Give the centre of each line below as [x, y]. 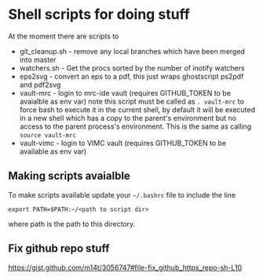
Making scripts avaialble [69, 176]
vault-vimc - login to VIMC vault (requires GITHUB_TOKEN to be [122, 143]
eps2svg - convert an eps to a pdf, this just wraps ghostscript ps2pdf [131, 76]
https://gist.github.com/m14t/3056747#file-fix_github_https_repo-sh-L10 [125, 267]
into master [38, 60]
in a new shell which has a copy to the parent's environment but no [128, 118]
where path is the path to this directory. [72, 224]
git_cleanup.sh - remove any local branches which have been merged [132, 51]
